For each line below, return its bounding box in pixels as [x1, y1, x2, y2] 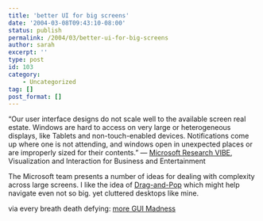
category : [8, 70, 41, 78]
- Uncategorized [22, 78, 77, 86]
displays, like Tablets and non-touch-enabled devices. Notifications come [8, 131, 249, 141]
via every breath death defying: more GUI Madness [8, 204, 176, 214]
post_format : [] [8, 93, 62, 101]
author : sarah [8, 41, 56, 49]
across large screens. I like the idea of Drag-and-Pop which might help [8, 180, 240, 190]
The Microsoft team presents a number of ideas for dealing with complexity [8, 172, 256, 181]
